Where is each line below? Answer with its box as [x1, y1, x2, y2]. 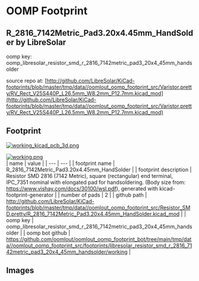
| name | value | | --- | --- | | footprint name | [6, 160, 115, 167]
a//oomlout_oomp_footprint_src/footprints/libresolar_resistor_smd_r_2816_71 [6, 242, 192, 249]
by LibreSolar [15, 37, 67, 47]
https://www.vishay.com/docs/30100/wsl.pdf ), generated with [6, 185, 159, 192]
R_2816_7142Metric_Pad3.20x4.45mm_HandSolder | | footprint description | [6, 166, 192, 173]
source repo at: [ [6, 77, 47, 84]
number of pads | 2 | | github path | [61, 191, 147, 198]
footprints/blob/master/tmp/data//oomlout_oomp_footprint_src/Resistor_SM [6, 204, 191, 211]
